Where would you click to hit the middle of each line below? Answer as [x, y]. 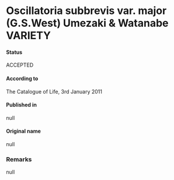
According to [22, 78]
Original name [23, 131]
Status [14, 52]
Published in [21, 105]
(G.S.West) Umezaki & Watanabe [87, 23]
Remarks [19, 159]
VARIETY [29, 36]
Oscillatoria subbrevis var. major [86, 11]
